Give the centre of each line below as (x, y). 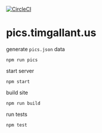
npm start (18, 82)
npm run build (23, 103)
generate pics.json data (36, 49)
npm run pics (22, 60)
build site (17, 92)
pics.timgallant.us (51, 33)
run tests (17, 114)
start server (20, 71)
